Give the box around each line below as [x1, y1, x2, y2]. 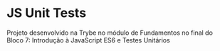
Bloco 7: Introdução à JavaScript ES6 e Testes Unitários [6, 35, 170, 44]
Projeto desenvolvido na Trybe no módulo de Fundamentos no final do [6, 28, 213, 37]
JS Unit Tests [6, 5, 87, 21]
